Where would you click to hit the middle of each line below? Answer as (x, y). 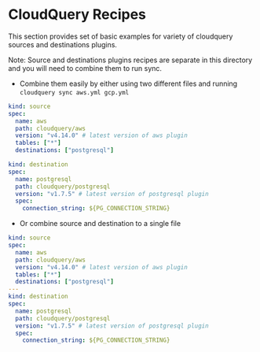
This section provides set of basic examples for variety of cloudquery (121, 36)
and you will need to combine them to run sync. (85, 68)
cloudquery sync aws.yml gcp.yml (74, 92)
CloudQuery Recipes (77, 15)
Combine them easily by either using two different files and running (128, 83)
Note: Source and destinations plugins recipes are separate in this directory (130, 60)
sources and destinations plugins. (63, 44)
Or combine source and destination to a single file (100, 224)
